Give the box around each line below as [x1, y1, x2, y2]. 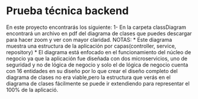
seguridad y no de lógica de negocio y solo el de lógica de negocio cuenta [6, 61, 189, 68]
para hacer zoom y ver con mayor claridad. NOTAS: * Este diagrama [6, 36, 173, 43]
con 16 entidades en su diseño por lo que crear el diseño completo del [6, 67, 178, 74]
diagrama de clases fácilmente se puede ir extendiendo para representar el [6, 80, 190, 87]
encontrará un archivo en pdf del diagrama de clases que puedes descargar [6, 29, 192, 37]
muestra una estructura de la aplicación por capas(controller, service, [6, 42, 177, 49]
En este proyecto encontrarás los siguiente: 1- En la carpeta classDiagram [6, 24, 187, 31]
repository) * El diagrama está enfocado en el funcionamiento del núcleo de [6, 48, 191, 55]
